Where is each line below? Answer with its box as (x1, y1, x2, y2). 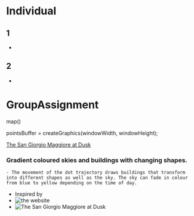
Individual (6, 4, 57, 18)
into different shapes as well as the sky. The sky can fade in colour (6, 175, 188, 181)
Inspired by (14, 190, 43, 198)
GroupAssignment (6, 98, 99, 111)
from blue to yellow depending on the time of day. (6, 180, 137, 186)
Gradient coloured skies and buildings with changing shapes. (6, 156, 188, 164)
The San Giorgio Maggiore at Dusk (6, 141, 91, 148)
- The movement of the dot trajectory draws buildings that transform (6, 169, 186, 176)
